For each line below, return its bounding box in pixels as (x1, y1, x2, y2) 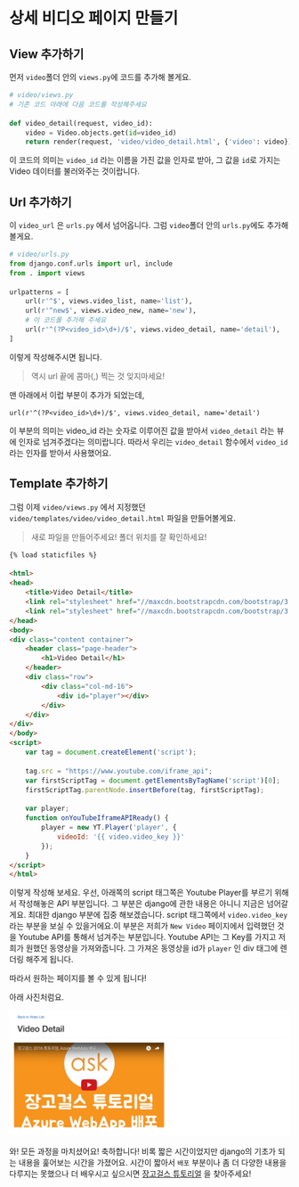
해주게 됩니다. (25, 954, 74, 965)
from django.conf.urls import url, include (9, 259, 174, 268)
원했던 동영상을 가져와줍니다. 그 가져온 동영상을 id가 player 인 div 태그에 (25, 943, 279, 954)
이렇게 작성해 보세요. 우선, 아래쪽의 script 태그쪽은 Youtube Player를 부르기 (9, 888, 273, 898)
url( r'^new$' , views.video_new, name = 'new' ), (25, 307, 198, 315)
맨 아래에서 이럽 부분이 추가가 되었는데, (9, 389, 145, 400)
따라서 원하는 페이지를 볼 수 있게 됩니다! (9, 973, 147, 984)
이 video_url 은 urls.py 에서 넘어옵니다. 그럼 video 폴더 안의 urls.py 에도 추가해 (9, 220, 289, 231)
